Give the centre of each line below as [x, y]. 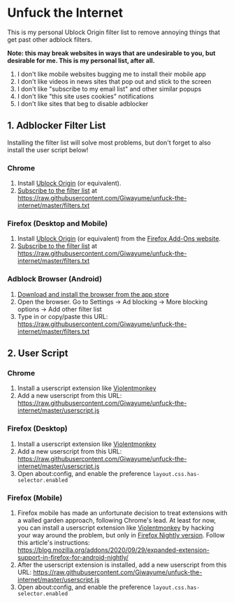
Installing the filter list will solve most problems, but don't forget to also [109, 142]
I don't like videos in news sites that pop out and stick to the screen [114, 81]
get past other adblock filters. [50, 39]
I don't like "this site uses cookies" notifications [86, 96]
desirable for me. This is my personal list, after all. [81, 60]
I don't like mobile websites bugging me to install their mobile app [111, 74]
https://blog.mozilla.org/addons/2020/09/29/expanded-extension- [113, 550]
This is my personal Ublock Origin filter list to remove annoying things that [114, 32]
